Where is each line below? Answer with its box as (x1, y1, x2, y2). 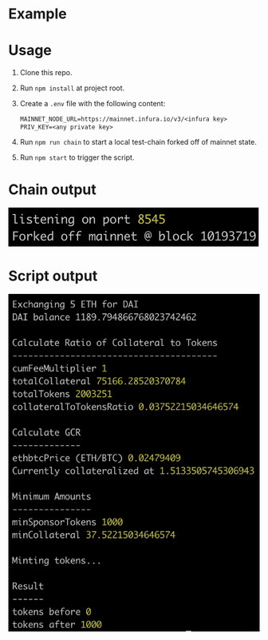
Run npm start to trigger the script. (19, 153, 135, 162)
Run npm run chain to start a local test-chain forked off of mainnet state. (19, 137, 258, 147)
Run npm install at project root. (19, 83, 125, 93)
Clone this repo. (19, 68, 73, 78)
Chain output (8, 181, 97, 199)
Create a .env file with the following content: (19, 99, 166, 109)
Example (8, 5, 67, 23)
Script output (8, 267, 98, 285)
